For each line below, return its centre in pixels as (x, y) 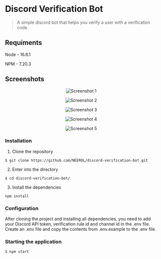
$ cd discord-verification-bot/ (37, 178)
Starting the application (33, 242)
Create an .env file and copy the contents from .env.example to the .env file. (80, 229)
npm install (17, 196)
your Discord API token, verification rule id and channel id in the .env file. (78, 224)
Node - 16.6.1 (18, 54)
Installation (19, 141)
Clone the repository (32, 151)
